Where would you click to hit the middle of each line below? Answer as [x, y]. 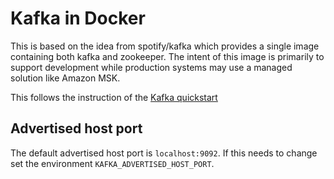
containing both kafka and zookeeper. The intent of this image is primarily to [167, 56]
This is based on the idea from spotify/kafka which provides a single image [165, 46]
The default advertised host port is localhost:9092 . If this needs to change [164, 153]
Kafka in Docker [78, 18]
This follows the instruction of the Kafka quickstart [114, 97]
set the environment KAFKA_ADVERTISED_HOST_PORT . [112, 163]
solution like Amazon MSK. [65, 78]
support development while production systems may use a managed [151, 67]
